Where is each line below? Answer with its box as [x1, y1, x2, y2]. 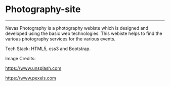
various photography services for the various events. [5, 35, 116, 41]
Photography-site [5, 4, 81, 15]
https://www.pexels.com [5, 75, 57, 81]
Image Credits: [5, 55, 36, 61]
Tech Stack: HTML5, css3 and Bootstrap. [5, 46, 91, 52]
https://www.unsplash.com [5, 65, 62, 71]
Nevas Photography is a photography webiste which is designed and [5, 25, 148, 31]
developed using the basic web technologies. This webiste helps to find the [5, 30, 163, 36]
